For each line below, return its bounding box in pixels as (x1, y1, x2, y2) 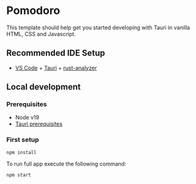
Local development (6, 82, 81, 92)
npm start (6, 172, 32, 178)
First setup (6, 135, 40, 144)
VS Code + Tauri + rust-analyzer (15, 64, 97, 71)
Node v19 (15, 114, 40, 121)
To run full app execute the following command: (6, 160, 126, 168)
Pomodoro (6, 4, 60, 18)
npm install (6, 149, 37, 155)
